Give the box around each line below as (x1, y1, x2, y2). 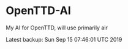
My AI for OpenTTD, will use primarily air (6, 24, 108, 31)
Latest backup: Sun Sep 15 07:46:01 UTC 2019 (6, 36, 122, 43)
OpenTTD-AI (6, 4, 71, 18)
